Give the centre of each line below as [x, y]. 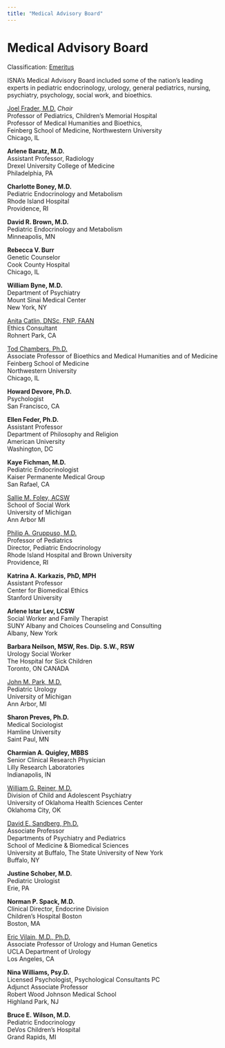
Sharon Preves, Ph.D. [38, 717]
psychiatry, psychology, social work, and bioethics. [80, 95]
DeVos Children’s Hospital [44, 1029]
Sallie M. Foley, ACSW [39, 497]
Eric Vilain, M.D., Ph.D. [39, 937]
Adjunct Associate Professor [48, 987]
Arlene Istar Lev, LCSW [41, 611]
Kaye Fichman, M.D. [37, 462]
